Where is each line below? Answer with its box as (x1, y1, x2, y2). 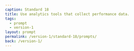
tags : (5, 16, 16, 21)
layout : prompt (5, 30, 36, 34)
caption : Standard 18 (5, 7, 49, 12)
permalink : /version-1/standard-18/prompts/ (5, 34, 97, 39)
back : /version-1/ (5, 39, 42, 44)
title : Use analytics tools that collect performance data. (5, 12, 130, 17)
